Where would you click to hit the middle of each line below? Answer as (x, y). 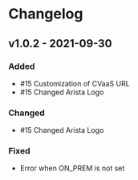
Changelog (46, 14)
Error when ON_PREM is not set (72, 168)
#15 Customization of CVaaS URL (75, 83)
